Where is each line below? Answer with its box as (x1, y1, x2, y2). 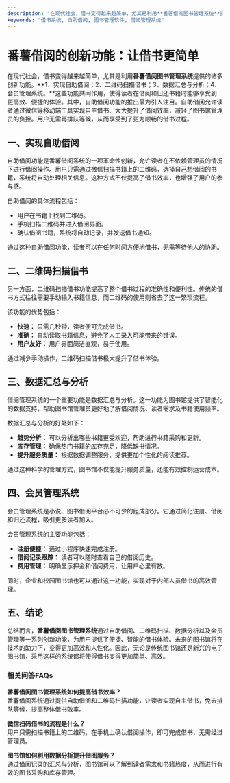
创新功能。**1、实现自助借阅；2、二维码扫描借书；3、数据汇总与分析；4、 (7, 80, 220, 89)
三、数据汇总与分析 (7, 376, 88, 388)
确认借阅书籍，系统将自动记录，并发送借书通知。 (16, 229, 155, 237)
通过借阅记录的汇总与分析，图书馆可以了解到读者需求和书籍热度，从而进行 (7, 760, 217, 768)
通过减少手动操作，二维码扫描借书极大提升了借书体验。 (7, 354, 163, 362)
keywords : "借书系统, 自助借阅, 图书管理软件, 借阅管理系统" (7, 16, 164, 23)
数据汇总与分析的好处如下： (7, 419, 86, 427)
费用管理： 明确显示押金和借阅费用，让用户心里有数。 (16, 561, 169, 570)
